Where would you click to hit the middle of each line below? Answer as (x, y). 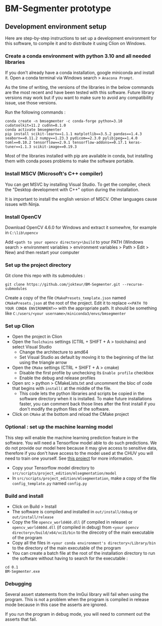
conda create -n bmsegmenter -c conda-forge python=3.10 (64, 121)
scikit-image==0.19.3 (55, 147)
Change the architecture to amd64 (54, 352)
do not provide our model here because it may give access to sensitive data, (81, 448)
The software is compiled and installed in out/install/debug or (75, 512)
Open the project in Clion (37, 336)
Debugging (18, 584)
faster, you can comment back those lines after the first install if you (87, 404)
